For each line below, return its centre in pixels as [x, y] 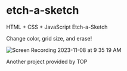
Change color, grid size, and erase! [49, 38]
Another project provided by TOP [47, 61]
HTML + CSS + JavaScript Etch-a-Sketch [57, 27]
